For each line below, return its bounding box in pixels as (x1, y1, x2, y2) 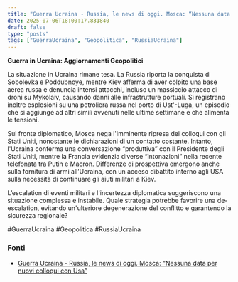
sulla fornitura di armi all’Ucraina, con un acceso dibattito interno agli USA (7, 167, 224, 176)
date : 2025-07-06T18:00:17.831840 (7, 17, 110, 24)
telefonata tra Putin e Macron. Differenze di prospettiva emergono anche (7, 160, 220, 168)
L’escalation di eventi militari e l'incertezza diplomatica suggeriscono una (7, 189, 222, 197)
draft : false (7, 23, 46, 31)
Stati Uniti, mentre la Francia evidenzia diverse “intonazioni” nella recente (7, 152, 222, 161)
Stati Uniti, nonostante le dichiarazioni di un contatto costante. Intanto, (7, 137, 213, 146)
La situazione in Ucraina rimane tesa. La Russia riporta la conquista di (7, 70, 211, 79)
